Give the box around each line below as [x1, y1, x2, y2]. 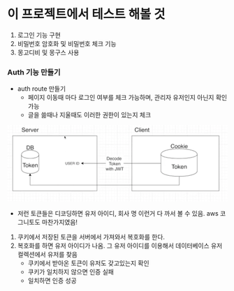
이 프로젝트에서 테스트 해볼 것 [7, 6, 166, 22]
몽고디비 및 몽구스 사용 [17, 48, 80, 57]
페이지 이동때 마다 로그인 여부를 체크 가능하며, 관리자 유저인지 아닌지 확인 [27, 94, 228, 102]
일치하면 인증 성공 [27, 276, 77, 285]
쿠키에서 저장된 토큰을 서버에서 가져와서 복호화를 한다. [17, 232, 166, 241]
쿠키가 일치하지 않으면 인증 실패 [27, 267, 114, 276]
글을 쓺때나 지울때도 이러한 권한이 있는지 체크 [27, 111, 152, 119]
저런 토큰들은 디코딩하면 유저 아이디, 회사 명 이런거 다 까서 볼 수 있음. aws [17, 209, 219, 217]
